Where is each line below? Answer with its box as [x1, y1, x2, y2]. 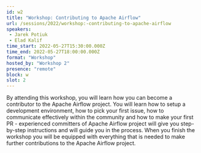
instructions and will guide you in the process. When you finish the [27, 127, 195, 134]
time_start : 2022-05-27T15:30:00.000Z [6, 43, 105, 50]
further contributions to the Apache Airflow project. [6, 140, 136, 147]
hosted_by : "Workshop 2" [6, 60, 70, 66]
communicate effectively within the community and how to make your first [6, 114, 194, 121]
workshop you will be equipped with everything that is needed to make [6, 133, 186, 141]
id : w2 [6, 9, 23, 15]
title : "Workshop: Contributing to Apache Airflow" [6, 15, 141, 21]
